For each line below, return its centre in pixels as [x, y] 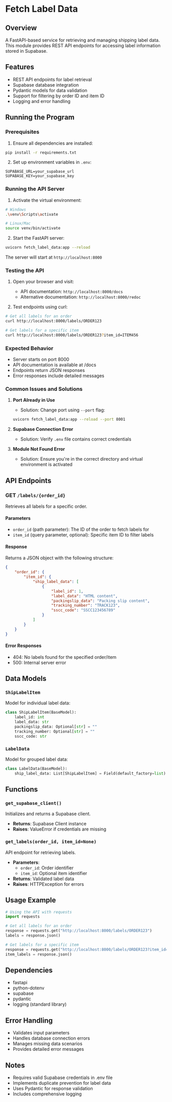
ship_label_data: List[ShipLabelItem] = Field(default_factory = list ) [90, 773]
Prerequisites [22, 132]
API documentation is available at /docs [54, 365]
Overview [21, 28]
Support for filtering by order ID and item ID [59, 96]
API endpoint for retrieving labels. [41, 852]
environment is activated [46, 465]
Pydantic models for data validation [50, 90]
